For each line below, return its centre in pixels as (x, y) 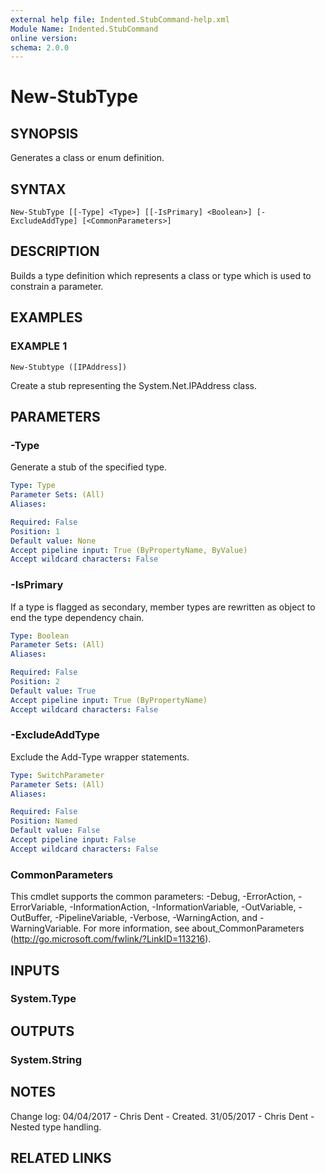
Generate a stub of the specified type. (88, 467)
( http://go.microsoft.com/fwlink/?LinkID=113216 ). (111, 939)
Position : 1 (35, 531)
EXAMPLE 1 (39, 346)
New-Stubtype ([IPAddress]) (69, 367)
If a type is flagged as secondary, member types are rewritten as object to (163, 607)
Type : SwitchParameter (57, 775)
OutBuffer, (31, 918)
